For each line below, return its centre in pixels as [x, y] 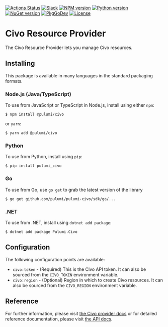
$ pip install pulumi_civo [33, 166]
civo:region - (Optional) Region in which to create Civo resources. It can [88, 280]
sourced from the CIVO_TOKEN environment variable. [65, 274]
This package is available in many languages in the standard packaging [79, 75]
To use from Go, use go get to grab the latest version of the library [74, 190]
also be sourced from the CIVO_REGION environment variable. [75, 285]
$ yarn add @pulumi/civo [31, 133]
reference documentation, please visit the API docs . [59, 319]
